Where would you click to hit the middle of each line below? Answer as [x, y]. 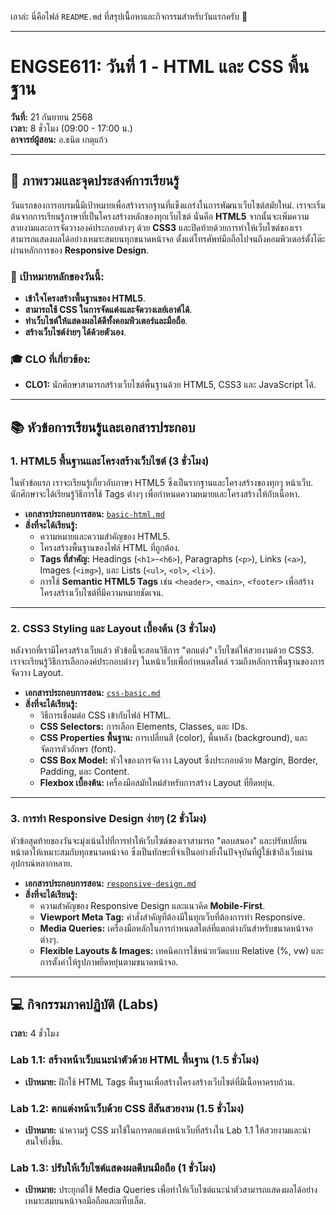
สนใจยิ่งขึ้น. [43, 1142]
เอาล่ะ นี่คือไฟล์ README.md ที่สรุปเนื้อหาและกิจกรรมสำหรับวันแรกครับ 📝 [129, 16]
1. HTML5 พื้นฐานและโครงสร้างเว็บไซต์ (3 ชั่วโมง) [110, 461]
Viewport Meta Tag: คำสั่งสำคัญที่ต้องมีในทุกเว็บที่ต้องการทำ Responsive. [172, 917]
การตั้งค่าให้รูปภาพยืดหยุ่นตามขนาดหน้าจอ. [109, 962]
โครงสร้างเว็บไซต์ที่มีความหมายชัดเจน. [101, 593]
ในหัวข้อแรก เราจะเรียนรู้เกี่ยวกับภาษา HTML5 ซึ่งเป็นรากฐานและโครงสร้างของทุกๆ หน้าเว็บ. [162, 483]
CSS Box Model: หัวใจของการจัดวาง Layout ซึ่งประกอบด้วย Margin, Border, [178, 760]
